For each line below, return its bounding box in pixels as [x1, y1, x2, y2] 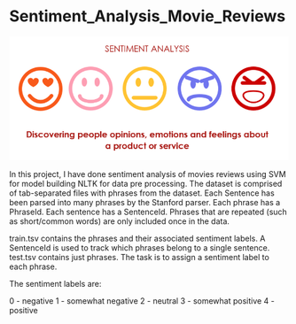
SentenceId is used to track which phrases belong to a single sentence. [9, 243, 270, 253]
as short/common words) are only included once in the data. [9, 216, 230, 227]
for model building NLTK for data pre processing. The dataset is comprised [9, 179, 283, 189]
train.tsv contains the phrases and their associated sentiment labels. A [9, 233, 266, 244]
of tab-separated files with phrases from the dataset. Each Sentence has [9, 188, 275, 198]
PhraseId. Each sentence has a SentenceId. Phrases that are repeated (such [9, 206, 288, 218]
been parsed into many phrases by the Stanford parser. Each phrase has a [9, 197, 281, 208]
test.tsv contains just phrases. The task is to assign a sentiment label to [9, 252, 270, 263]
